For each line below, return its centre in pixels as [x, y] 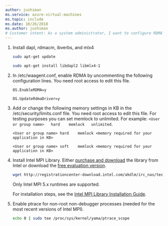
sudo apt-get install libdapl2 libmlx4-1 [56, 66]
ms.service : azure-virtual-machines [43, 15]
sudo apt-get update [34, 57]
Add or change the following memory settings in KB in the [72, 108]
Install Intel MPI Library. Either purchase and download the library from [85, 160]
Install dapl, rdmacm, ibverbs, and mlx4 [53, 47]
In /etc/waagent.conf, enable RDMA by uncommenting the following [82, 75]
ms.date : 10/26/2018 [27, 24]
